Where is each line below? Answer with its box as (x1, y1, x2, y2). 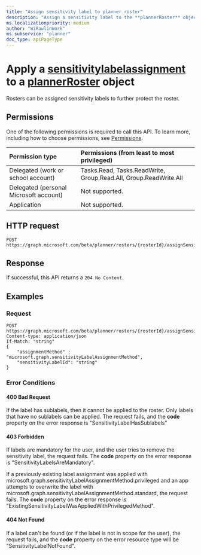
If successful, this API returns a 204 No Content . (6, 274, 124, 281)
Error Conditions (6, 378, 56, 386)
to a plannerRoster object (6, 75, 135, 89)
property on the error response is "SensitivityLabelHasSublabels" (6, 419, 167, 426)
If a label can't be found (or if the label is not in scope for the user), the (6, 529, 181, 536)
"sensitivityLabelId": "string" (17, 359, 98, 365)
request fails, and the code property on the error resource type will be (6, 536, 179, 543)
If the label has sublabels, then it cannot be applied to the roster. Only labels (6, 407, 193, 414)
